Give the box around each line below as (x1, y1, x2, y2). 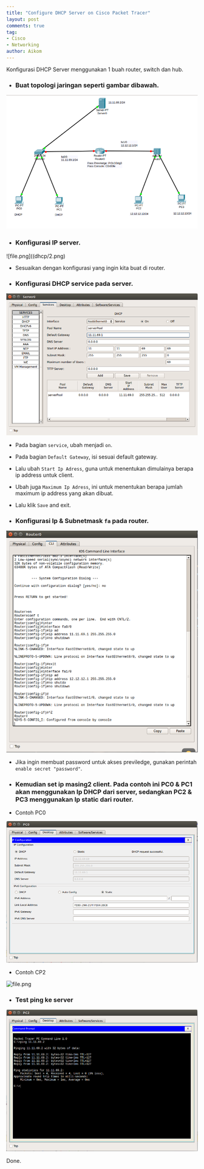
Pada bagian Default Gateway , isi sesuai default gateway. (15, 453, 158, 460)
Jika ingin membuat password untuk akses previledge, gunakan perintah (15, 758, 197, 766)
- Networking (6, 42, 39, 48)
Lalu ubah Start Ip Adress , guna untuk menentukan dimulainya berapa (15, 465, 194, 473)
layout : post (6, 16, 39, 23)
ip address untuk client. (15, 471, 74, 479)
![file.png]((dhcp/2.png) (6, 252, 66, 260)
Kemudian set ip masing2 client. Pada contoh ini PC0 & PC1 (15, 780, 192, 788)
